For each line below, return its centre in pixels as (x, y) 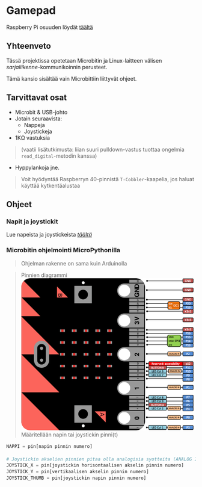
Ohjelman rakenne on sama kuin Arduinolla (74, 263)
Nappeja (34, 125)
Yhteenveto (29, 46)
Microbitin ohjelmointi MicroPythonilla (63, 250)
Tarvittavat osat (37, 98)
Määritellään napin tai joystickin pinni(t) (69, 435)
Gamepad (31, 11)
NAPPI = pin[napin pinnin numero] (50, 446)
